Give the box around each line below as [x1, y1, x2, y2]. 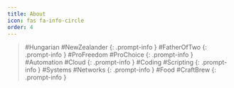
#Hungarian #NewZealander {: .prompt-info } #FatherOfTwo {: [24, 43, 208, 52]
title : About [7, 10, 46, 18]
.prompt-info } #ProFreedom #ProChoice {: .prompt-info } [24, 50, 193, 59]
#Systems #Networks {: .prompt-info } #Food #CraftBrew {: [42, 65, 217, 75]
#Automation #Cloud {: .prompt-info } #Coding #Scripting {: [24, 58, 201, 67]
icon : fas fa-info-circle [7, 17, 84, 24]
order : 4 [7, 23, 33, 31]
